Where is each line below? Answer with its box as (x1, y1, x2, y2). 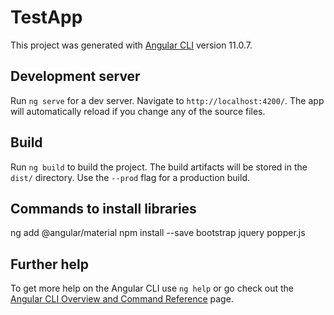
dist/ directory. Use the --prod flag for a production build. (10, 171, 250, 183)
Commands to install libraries (10, 200, 197, 217)
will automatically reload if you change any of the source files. (10, 105, 266, 117)
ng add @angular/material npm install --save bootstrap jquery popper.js (10, 227, 306, 239)
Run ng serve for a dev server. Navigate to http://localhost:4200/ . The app (10, 94, 325, 106)
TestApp (10, 6, 83, 29)
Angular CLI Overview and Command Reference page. (10, 293, 234, 305)
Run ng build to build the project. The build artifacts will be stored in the (10, 161, 308, 173)
